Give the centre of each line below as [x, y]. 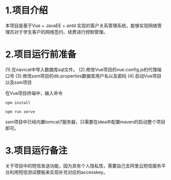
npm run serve [20, 112]
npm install [18, 102]
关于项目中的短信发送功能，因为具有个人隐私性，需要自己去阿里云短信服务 [83, 166]
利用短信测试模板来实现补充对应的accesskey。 [59, 172]
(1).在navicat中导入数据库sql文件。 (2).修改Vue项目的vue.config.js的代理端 [83, 69]
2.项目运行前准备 [41, 55]
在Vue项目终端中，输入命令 [34, 93]
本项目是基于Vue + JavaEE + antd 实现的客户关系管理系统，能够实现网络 [81, 25]
